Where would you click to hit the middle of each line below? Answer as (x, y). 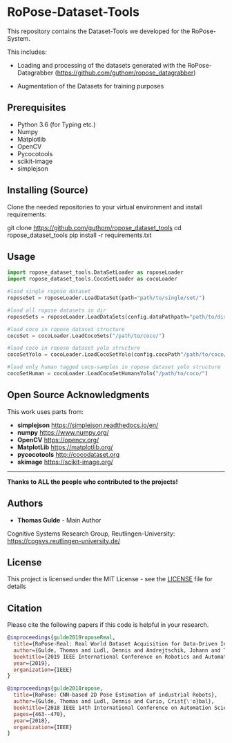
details (17, 586)
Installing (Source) (48, 190)
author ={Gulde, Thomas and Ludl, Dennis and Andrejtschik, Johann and (117, 650)
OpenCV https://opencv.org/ (58, 440)
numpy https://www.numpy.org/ (63, 432)
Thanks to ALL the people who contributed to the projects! (93, 482)
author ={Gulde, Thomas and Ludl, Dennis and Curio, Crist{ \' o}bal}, (114, 702)
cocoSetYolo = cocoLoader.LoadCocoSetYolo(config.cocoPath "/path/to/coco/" (118, 355)
